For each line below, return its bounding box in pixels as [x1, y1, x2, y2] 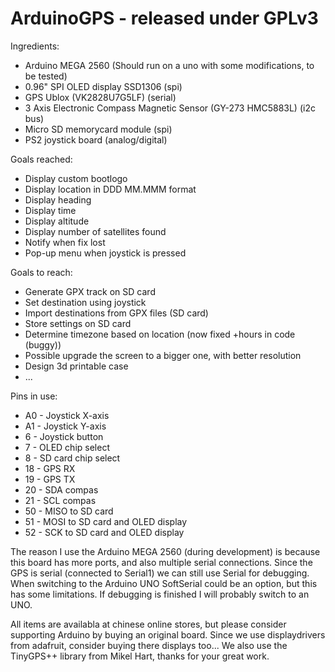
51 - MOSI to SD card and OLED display [24, 515, 188, 527]
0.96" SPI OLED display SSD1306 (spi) [24, 80, 183, 92]
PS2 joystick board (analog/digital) [24, 133, 168, 146]
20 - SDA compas [24, 483, 99, 496]
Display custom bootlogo [24, 172, 128, 184]
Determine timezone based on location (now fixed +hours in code [24, 328, 296, 340]
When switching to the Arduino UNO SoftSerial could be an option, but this [10, 577, 318, 589]
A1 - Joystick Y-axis [24, 420, 107, 432]
